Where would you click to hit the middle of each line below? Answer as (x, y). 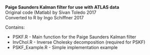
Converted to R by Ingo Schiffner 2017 (44, 18)
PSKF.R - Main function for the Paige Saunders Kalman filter (74, 37)
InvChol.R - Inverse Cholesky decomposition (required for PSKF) (79, 42)
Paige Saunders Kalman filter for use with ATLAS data (62, 7)
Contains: (15, 27)
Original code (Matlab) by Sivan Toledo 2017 (51, 12)
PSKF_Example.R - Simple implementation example (65, 47)
